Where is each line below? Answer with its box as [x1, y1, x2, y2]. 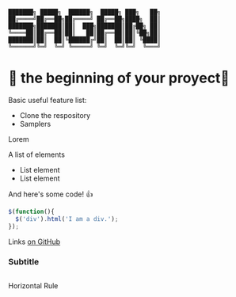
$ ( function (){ [8, 208, 55, 215]
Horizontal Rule [8, 280, 59, 290]
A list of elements [8, 150, 66, 159]
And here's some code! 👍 [8, 189, 93, 199]
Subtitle [8, 257, 40, 268]
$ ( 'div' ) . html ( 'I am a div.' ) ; [15, 215, 119, 223]
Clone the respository [19, 110, 91, 120]
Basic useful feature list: [8, 95, 87, 105]
